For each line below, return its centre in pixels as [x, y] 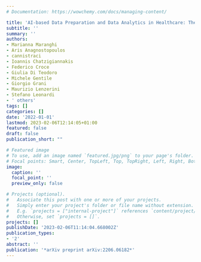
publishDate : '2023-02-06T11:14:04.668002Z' [63, 228]
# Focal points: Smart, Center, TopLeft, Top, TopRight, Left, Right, [96, 161]
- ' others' [21, 100]
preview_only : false [37, 184]
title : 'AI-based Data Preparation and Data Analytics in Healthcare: [96, 22]
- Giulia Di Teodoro [32, 72]
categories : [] [25, 111]
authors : [17, 39]
